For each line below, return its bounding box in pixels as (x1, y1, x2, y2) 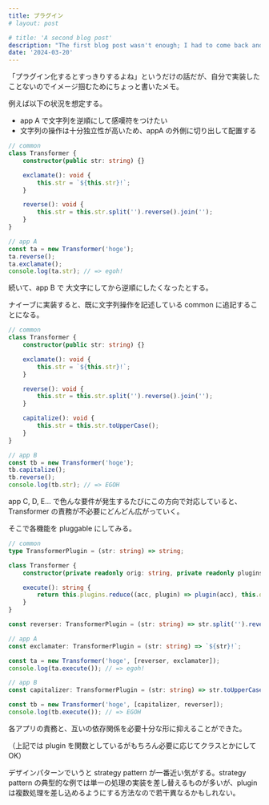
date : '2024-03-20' (8, 49, 74, 57)
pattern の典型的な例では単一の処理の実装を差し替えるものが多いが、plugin (8, 778, 258, 787)
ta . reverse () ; (8, 252, 56, 261)
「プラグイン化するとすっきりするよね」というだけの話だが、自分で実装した (8, 71, 260, 81)
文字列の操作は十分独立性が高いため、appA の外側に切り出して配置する (19, 126, 257, 136)
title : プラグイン (8, 11, 64, 20)
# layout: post (8, 19, 59, 27)
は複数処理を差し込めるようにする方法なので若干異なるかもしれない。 (8, 787, 240, 797)
